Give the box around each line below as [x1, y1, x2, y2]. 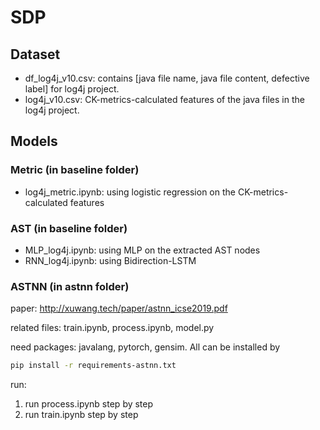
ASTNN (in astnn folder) [10, 279, 130, 293]
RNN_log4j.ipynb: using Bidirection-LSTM [24, 254, 197, 266]
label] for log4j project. [24, 83, 120, 95]
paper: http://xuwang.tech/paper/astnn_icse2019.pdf [10, 302, 228, 315]
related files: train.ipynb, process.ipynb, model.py [10, 322, 215, 334]
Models [10, 133, 58, 150]
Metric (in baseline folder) [10, 163, 140, 177]
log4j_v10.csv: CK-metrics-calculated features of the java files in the [24, 94, 305, 105]
